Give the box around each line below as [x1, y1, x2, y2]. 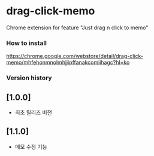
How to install [6, 39, 47, 47]
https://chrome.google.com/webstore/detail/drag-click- [6, 53, 144, 60]
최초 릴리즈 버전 [14, 109, 52, 116]
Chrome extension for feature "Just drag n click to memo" [6, 24, 149, 31]
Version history [6, 74, 52, 82]
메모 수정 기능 [14, 143, 47, 150]
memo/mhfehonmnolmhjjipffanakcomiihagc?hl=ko [6, 59, 130, 66]
